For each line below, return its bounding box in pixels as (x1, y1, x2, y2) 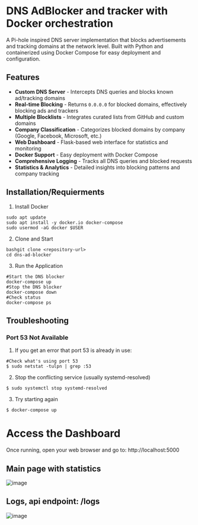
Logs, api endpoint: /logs (6, 497, 100, 507)
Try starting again (14, 396, 58, 403)
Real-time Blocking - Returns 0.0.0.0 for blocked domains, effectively (14, 101, 187, 108)
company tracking (14, 170, 59, 177)
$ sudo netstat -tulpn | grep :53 (6, 363, 92, 370)
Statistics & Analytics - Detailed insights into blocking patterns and (14, 164, 180, 171)
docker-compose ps (6, 299, 52, 306)
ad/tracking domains (14, 94, 65, 101)
